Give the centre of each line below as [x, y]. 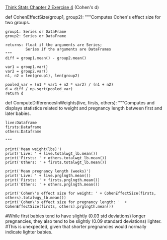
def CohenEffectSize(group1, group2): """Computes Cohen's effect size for [83, 17]
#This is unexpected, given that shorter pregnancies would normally [76, 227]
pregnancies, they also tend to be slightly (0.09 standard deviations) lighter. [83, 221]
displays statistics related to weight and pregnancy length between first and [84, 108]
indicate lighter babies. [29, 232]
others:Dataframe [23, 132]
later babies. [18, 113]
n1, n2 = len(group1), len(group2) [43, 76]
